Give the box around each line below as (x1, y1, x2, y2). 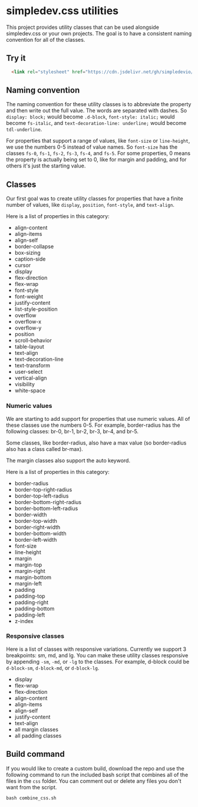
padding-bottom (14, 605, 55, 612)
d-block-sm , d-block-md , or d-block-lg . (6, 664, 100, 671)
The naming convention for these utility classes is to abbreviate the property (6, 101, 192, 108)
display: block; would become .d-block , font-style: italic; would (6, 113, 175, 120)
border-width (14, 511, 47, 518)
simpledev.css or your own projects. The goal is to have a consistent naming (6, 29, 192, 37)
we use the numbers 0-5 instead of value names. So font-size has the (6, 143, 178, 151)
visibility (14, 381, 35, 388)
